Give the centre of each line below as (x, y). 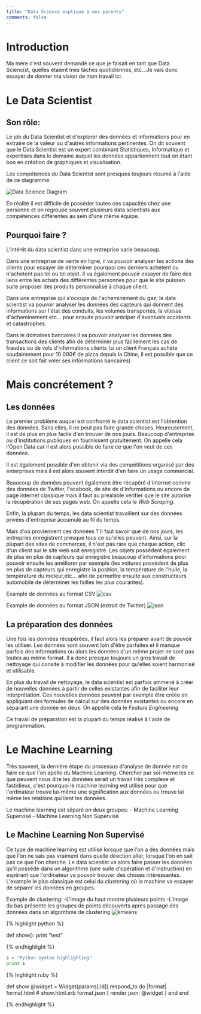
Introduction (38, 47)
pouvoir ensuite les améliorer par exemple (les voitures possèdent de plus (97, 563)
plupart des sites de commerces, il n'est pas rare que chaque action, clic (96, 544)
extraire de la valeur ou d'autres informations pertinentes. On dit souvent (96, 143)
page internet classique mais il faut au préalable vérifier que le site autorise (99, 495)
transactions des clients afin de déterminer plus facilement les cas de (92, 341)
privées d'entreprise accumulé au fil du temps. (64, 520)
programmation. (26, 726)
